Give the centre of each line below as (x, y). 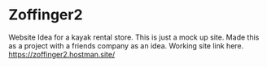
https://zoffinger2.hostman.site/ (62, 54)
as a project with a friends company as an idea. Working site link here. (126, 45)
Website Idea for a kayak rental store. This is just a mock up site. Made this (134, 37)
